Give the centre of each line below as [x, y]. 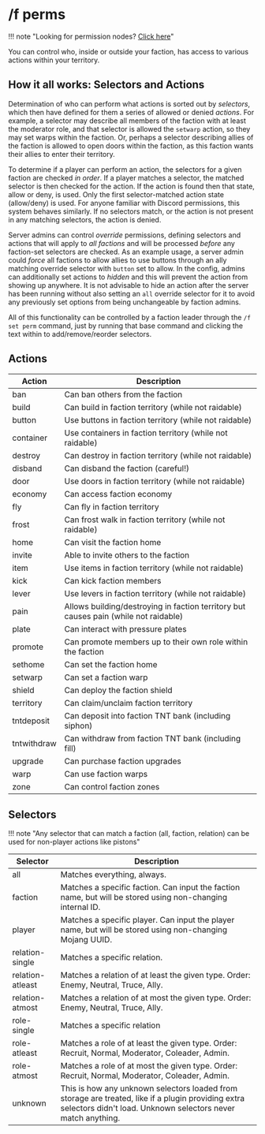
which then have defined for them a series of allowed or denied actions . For [131, 112]
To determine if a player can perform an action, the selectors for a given [125, 169]
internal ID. [80, 907]
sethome [28, 664]
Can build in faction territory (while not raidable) [153, 407]
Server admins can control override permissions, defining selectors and [125, 235]
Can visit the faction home [113, 542]
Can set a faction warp [106, 677]
